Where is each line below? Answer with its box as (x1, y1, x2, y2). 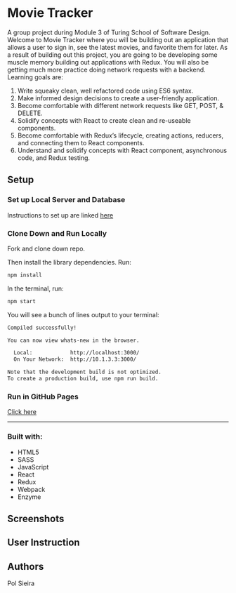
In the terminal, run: (7, 284, 65, 293)
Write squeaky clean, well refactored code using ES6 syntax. (17, 86, 194, 95)
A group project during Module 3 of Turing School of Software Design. (7, 28, 211, 36)
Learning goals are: (7, 72, 63, 81)
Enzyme (17, 493, 41, 501)
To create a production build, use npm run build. (7, 375, 159, 382)
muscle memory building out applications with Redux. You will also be (7, 58, 209, 66)
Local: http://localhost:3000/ (13, 349, 140, 357)
